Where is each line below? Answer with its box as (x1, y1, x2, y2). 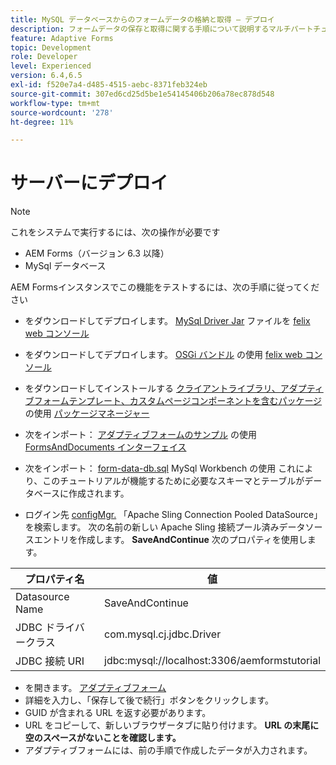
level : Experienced (10, 61, 92, 71)
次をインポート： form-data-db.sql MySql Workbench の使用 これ (24, 462, 297, 475)
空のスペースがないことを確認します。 (24, 732, 182, 744)
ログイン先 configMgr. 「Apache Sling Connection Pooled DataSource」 (24, 509, 323, 521)
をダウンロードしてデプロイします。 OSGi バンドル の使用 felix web (24, 349, 303, 361)
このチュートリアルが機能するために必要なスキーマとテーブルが (42, 475, 305, 487)
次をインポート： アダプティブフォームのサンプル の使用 (24, 429, 257, 441)
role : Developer (10, 52, 78, 62)
